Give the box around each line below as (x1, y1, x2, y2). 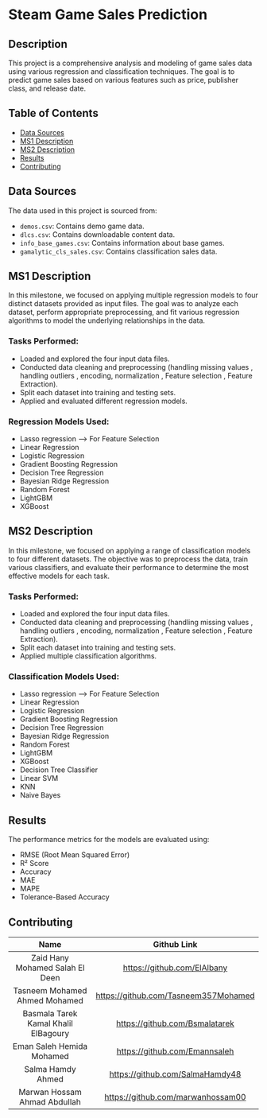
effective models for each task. (8, 571, 110, 580)
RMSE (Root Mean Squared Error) (19, 850, 130, 860)
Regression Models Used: (8, 416, 110, 427)
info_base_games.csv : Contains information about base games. (19, 238, 225, 247)
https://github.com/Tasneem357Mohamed (95, 990, 255, 1001)
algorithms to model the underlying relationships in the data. (8, 316, 205, 325)
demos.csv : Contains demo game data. (19, 221, 145, 231)
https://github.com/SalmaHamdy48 (109, 1069, 242, 1080)
